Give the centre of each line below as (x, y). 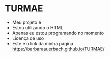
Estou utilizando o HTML (38, 27)
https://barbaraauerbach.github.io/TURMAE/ (58, 49)
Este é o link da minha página (43, 43)
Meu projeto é (26, 22)
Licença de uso (28, 38)
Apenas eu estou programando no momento (58, 33)
